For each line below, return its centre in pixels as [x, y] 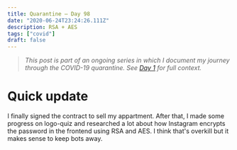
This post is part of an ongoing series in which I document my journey [127, 60]
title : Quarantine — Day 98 [49, 14]
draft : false [27, 40]
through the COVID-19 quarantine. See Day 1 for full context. [113, 68]
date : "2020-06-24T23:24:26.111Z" [59, 21]
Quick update [48, 97]
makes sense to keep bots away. [55, 139]
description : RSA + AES [43, 27]
